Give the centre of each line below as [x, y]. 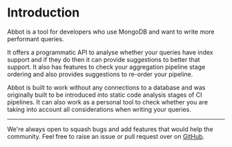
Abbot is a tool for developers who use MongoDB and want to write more [111, 32]
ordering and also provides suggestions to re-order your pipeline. [100, 74]
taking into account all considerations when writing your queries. [99, 109]
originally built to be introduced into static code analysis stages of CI [105, 95]
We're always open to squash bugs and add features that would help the [110, 129]
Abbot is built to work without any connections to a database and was [106, 87]
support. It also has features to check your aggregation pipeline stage [106, 67]
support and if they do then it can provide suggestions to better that [104, 59]
